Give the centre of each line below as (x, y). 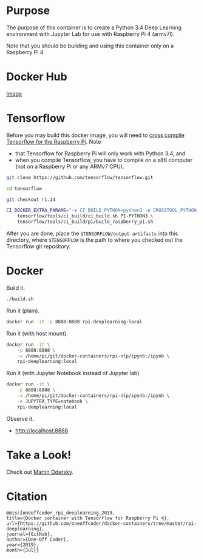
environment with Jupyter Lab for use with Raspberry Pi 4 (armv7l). (90, 33)
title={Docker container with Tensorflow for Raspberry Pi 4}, (88, 518)
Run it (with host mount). (37, 333)
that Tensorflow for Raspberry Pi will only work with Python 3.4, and (100, 153)
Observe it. (20, 418)
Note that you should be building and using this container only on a (90, 46)
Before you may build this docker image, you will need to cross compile (96, 135)
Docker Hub (37, 77)
